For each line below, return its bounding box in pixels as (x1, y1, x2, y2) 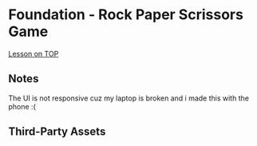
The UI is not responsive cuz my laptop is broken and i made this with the (8, 93, 250, 103)
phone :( (8, 101, 36, 111)
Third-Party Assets (8, 125, 106, 139)
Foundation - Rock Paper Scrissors (8, 6, 243, 24)
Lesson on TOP (8, 49, 59, 58)
